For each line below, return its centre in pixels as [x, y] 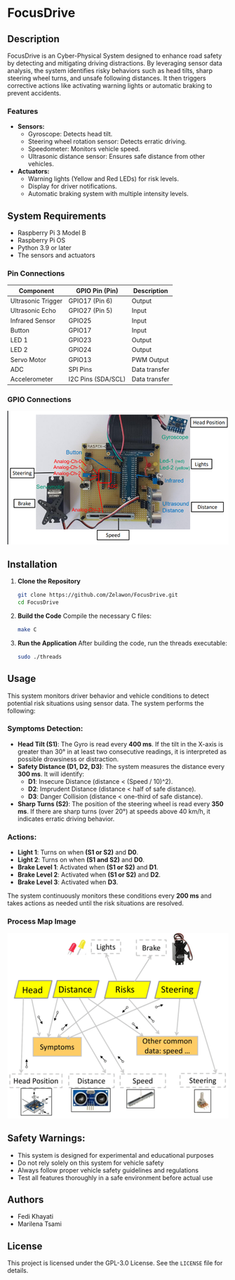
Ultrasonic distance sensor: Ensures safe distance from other [116, 157]
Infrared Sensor [33, 321]
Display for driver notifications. [72, 186]
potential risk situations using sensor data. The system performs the [106, 703]
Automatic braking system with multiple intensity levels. [108, 194]
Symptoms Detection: [45, 729]
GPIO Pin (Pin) [97, 290]
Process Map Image [42, 922]
